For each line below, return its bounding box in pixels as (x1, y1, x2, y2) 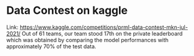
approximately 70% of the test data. (6, 43, 96, 50)
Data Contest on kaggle (6, 4, 128, 17)
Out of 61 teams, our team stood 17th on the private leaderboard (21, 30, 183, 37)
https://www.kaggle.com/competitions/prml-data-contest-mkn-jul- (20, 23, 188, 31)
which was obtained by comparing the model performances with (6, 36, 169, 43)
